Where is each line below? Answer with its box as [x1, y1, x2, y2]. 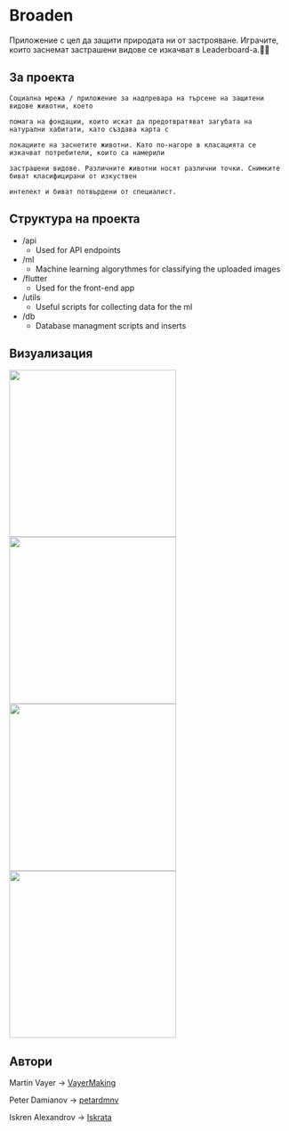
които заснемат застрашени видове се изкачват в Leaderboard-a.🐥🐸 [9, 44, 270, 54]
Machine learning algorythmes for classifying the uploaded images [35, 264, 281, 274]
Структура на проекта [9, 211, 140, 227]
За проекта [9, 70, 76, 85]
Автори [9, 1054, 53, 1069]
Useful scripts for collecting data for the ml [35, 301, 193, 312]
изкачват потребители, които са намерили [9, 148, 165, 157]
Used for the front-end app [35, 282, 135, 293]
